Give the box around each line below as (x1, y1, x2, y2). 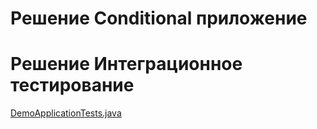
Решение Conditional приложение (10, 7, 308, 30)
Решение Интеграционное (10, 53, 243, 76)
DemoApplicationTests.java (10, 107, 122, 119)
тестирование (10, 74, 135, 97)
